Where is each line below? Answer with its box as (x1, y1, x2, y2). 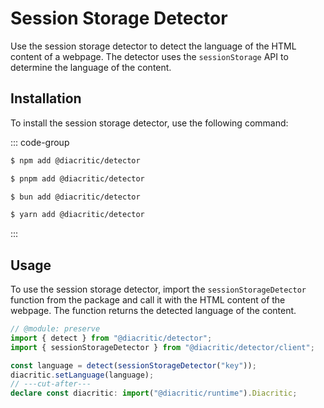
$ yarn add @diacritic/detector (10, 210, 145, 220)
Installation (10, 90, 82, 107)
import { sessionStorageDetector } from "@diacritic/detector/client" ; (10, 342, 315, 352)
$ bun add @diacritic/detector (10, 192, 141, 202)
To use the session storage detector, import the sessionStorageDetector (10, 283, 307, 296)
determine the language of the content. (10, 61, 172, 73)
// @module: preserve (10, 324, 101, 334)
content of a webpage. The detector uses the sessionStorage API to (10, 50, 289, 62)
